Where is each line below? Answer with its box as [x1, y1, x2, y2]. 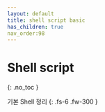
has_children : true [7, 23, 64, 30]
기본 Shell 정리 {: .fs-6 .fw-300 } [7, 97, 99, 106]
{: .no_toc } [7, 83, 39, 92]
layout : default [7, 10, 54, 17]
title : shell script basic [7, 17, 86, 24]
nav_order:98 [7, 29, 45, 37]
